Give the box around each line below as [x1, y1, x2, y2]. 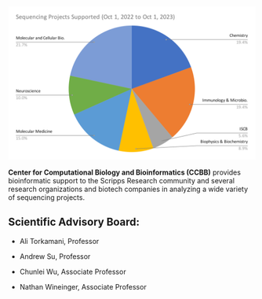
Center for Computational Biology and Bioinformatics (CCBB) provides [8, 168, 242, 177]
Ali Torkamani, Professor [19, 236, 100, 245]
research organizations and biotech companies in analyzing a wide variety [8, 184, 249, 194]
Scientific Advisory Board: [8, 216, 140, 229]
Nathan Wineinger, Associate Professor [19, 282, 147, 291]
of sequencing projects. [8, 193, 85, 202]
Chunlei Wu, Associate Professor [19, 267, 127, 276]
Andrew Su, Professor [19, 251, 91, 261]
